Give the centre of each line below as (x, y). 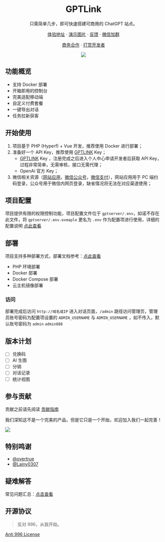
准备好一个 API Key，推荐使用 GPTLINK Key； (59, 152)
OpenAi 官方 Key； (39, 171)
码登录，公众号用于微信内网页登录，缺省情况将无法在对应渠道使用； (82, 183)
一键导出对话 (25, 109)
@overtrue (23, 459)
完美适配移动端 (28, 97)
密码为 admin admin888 (41, 324)
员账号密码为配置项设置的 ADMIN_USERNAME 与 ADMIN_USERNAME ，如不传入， (80, 317)
